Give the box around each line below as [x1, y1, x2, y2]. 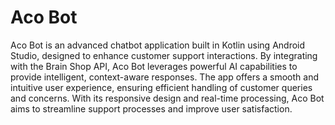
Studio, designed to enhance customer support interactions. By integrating [10, 49, 318, 61]
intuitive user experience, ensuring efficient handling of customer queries [10, 81, 313, 93]
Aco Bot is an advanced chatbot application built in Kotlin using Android [10, 39, 306, 51]
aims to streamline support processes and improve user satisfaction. [10, 102, 293, 115]
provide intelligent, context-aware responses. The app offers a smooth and [10, 71, 320, 83]
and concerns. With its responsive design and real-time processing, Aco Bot [10, 92, 325, 104]
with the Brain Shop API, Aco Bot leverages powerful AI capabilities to [10, 60, 298, 72]
